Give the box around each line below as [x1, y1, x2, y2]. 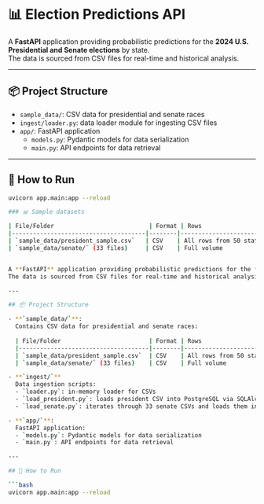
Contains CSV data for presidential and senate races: [15, 322, 199, 330]
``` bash [8, 481, 34, 489]
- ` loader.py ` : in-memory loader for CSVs [15, 388, 156, 396]
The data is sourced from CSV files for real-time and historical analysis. [8, 53, 240, 63]
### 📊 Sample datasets [8, 208, 85, 216]
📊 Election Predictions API [8, 6, 186, 24]
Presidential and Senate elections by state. [8, 45, 150, 54]
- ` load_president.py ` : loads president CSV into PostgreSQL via [15, 395, 234, 403]
